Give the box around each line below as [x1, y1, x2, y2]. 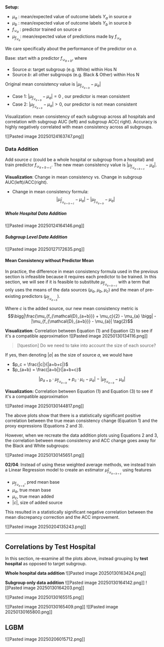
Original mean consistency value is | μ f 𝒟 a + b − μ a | [5, 81, 101, 89]
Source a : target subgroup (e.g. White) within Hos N [12, 66, 117, 72]
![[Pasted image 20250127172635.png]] [5, 246, 85, 252]
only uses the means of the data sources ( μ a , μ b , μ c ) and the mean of [5, 287, 144, 294]
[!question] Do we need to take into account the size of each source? [17, 342, 156, 348]
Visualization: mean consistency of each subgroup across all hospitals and [5, 113, 155, 119]
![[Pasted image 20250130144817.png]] [5, 403, 84, 409]
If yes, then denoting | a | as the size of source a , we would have [5, 352, 133, 357]
